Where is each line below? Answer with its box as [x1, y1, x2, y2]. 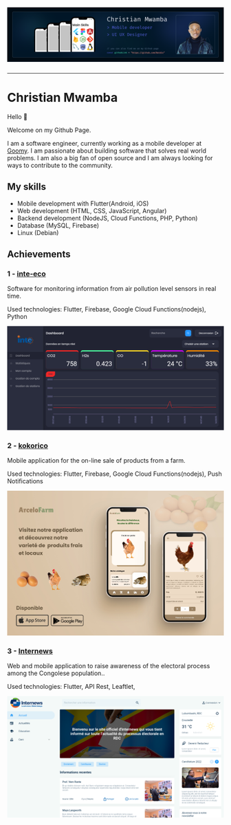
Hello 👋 [7, 112, 27, 120]
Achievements [7, 248, 71, 261]
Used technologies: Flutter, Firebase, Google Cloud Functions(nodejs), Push [7, 470, 222, 478]
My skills [7, 181, 47, 192]
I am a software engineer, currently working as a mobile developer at [7, 139, 202, 147]
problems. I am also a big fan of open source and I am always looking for [7, 153, 213, 162]
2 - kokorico [7, 441, 48, 450]
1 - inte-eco [7, 269, 46, 278]
